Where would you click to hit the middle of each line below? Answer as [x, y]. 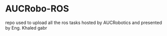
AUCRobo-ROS [37, 9]
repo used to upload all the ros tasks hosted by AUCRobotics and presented [83, 22]
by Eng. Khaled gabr [26, 27]
